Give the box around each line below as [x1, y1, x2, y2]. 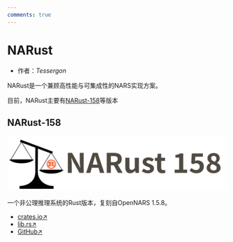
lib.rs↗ [17, 220, 37, 229]
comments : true [7, 11, 52, 18]
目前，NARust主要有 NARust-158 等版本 [7, 96, 119, 104]
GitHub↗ [17, 227, 43, 236]
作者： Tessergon [17, 66, 66, 75]
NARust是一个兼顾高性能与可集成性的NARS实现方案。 [7, 81, 162, 90]
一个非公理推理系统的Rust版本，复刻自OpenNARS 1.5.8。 [7, 199, 171, 207]
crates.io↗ [17, 213, 47, 221]
